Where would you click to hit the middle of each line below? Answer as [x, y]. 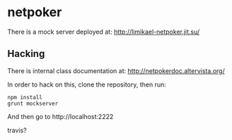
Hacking [26, 54]
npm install [25, 97]
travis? [17, 130]
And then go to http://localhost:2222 [60, 116]
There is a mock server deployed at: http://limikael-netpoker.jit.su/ [104, 32]
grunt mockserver [33, 103]
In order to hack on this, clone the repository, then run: [87, 84]
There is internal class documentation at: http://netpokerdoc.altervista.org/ [116, 70]
